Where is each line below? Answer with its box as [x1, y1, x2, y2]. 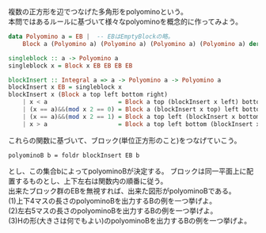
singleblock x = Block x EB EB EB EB [8, 62, 133, 70]
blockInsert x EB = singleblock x [8, 83, 123, 91]
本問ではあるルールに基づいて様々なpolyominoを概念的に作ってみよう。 [8, 17, 243, 26]
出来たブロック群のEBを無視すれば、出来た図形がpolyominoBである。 [8, 185, 236, 196]
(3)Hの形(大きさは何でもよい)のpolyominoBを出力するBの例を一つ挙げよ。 [8, 216, 252, 225]
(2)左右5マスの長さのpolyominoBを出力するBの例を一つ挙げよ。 [8, 205, 218, 216]
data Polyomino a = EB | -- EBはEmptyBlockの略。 [8, 32, 174, 40]
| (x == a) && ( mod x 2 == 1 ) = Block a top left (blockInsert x [22, 113, 236, 120]
